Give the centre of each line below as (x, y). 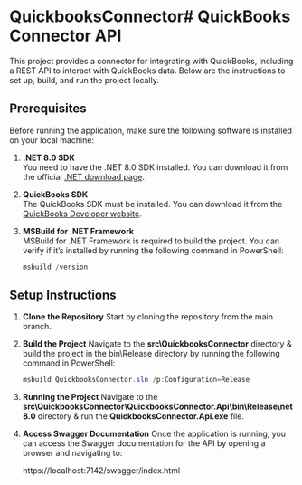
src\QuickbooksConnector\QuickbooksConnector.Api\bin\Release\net (158, 407)
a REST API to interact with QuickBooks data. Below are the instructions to (147, 71)
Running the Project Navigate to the (90, 397)
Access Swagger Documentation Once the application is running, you (154, 434)
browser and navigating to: (72, 453)
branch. (37, 327)
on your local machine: (52, 140)
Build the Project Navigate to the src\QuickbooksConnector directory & (157, 344)
